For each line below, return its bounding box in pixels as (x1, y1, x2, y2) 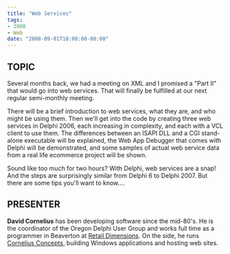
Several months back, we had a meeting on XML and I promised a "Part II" (7, 79, 217, 87)
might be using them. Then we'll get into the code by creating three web (7, 114, 211, 122)
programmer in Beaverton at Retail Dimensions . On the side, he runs (7, 231, 200, 240)
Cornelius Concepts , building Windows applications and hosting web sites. (7, 238, 218, 247)
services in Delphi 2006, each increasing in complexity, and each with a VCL (7, 122, 224, 130)
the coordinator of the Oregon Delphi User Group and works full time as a (7, 224, 215, 232)
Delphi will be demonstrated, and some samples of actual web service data (7, 143, 220, 152)
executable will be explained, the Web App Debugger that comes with (24, 136, 222, 144)
